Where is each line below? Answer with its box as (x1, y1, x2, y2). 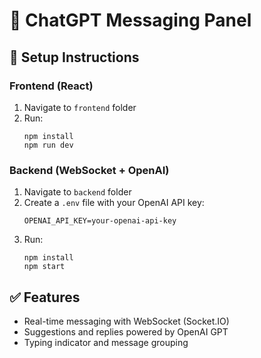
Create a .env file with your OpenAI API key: (23, 197, 205, 209)
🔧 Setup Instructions (9, 49, 140, 66)
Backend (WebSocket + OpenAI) (9, 163, 170, 177)
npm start (23, 262, 66, 272)
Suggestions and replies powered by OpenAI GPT (23, 325, 229, 338)
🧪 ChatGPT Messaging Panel (9, 9, 252, 32)
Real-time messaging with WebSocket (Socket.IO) (23, 315, 230, 327)
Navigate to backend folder (23, 186, 132, 198)
